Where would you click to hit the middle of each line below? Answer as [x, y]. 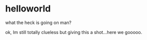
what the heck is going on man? [38, 22]
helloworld [28, 9]
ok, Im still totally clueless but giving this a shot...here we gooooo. [74, 32]
